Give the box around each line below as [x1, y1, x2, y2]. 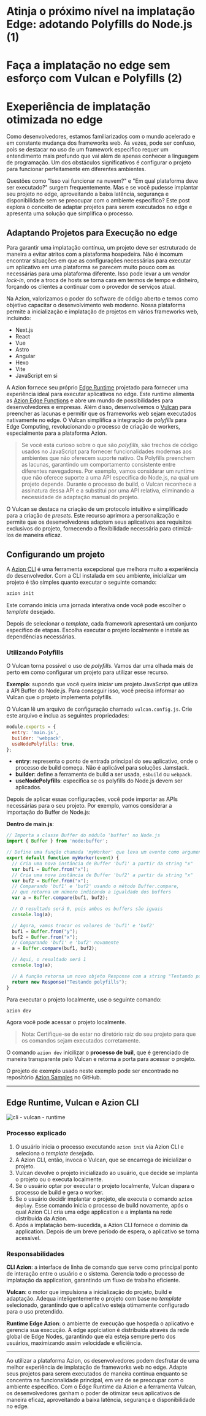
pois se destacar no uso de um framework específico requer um [6, 146, 169, 153]
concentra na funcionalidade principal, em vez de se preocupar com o [6, 1376, 184, 1383]
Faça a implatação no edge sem [6, 58, 170, 72]
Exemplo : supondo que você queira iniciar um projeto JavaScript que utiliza [6, 681, 198, 688]
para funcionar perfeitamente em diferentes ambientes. [6, 166, 147, 173]
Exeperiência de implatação [6, 99, 151, 113]
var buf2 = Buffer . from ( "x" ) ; [12, 878, 89, 884]
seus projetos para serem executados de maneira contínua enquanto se [6, 1369, 188, 1377]
